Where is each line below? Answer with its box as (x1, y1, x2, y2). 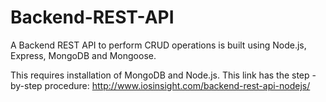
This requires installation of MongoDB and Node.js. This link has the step (10, 69, 310, 81)
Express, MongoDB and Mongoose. (10, 49, 157, 61)
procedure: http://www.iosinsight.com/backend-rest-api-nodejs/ (44, 79, 311, 91)
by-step (10, 79, 43, 91)
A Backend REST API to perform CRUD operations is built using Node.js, (10, 39, 307, 51)
